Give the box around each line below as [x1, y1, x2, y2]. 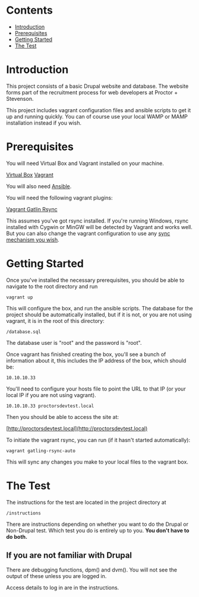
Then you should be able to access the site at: [6, 413, 119, 420]
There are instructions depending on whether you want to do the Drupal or [6, 520, 189, 528]
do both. [6, 533, 28, 540]
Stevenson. [6, 95, 34, 102]
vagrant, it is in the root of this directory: [6, 317, 105, 324]
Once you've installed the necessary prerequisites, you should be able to [6, 277, 185, 284]
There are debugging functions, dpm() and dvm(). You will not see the [6, 566, 177, 573]
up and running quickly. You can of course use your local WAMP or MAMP [6, 113, 188, 120]
